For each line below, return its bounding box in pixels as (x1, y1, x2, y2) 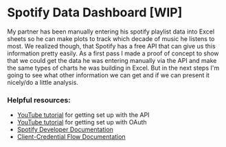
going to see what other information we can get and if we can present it (7, 70, 210, 79)
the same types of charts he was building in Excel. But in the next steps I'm (7, 64, 220, 72)
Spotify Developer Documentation (16, 125, 113, 134)
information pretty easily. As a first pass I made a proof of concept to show (7, 49, 219, 57)
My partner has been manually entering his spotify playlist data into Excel (7, 27, 215, 36)
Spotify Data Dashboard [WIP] (7, 5, 183, 21)
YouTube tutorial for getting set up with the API (16, 111, 150, 119)
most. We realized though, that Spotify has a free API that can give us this (7, 42, 216, 50)
